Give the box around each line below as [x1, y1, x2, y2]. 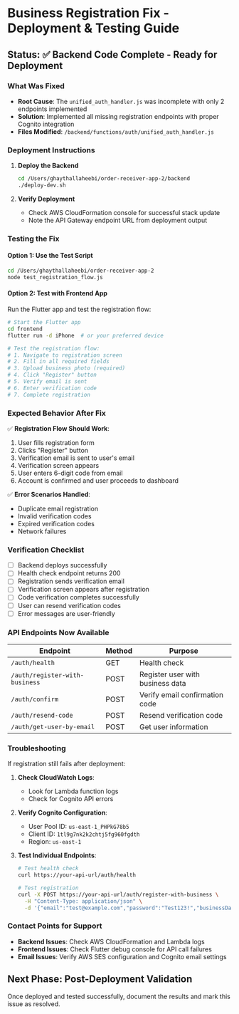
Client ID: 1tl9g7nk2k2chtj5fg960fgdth [28, 830, 140, 838]
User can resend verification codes [17, 601, 121, 610]
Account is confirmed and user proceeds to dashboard [17, 476, 179, 485]
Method [105, 646, 133, 656]
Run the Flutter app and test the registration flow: [7, 305, 152, 313]
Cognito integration [17, 120, 75, 128]
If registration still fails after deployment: [7, 760, 126, 768]
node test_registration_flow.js [7, 273, 103, 281]
